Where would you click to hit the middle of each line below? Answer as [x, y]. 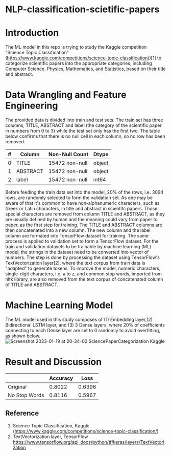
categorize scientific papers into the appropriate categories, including [79, 63]
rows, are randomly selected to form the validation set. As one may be [79, 198]
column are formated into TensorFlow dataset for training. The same [77, 236]
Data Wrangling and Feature [66, 95]
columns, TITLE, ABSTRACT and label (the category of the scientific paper [83, 125]
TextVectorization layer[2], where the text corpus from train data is [75, 263]
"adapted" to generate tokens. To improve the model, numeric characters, [83, 268]
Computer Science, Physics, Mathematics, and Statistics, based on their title [86, 69]
